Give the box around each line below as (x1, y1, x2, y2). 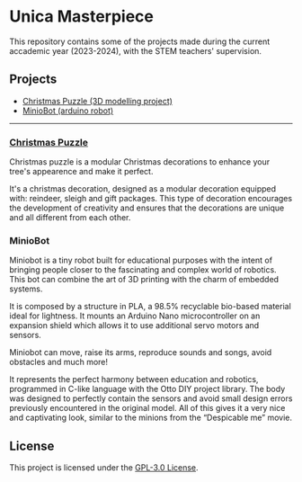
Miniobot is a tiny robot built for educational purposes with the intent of (9, 254, 272, 266)
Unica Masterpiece (9, 6, 155, 27)
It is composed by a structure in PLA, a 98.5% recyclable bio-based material (9, 301, 292, 312)
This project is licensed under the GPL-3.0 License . (9, 462, 200, 473)
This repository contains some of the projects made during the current (9, 36, 271, 47)
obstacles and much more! (9, 357, 109, 368)
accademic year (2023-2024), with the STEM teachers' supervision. (9, 45, 262, 56)
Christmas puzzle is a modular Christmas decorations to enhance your (9, 156, 271, 167)
